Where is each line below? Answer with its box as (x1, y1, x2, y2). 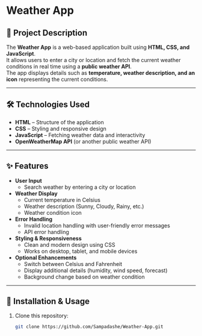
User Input (14, 177, 42, 184)
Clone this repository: (14, 312, 69, 320)
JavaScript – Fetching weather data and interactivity (14, 131, 145, 139)
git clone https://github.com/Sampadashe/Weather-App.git (14, 324, 164, 330)
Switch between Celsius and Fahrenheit (23, 260, 123, 267)
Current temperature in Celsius (23, 196, 101, 203)
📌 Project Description (6, 28, 88, 38)
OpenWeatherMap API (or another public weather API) (14, 138, 151, 145)
